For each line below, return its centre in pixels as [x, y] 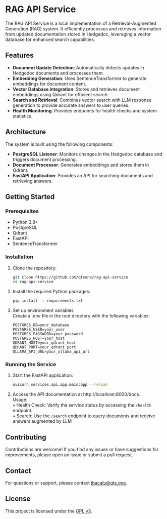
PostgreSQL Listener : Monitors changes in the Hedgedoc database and [87, 154]
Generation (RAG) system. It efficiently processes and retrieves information [83, 28]
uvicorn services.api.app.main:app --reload [60, 385]
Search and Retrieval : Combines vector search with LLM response [82, 100]
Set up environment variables [43, 310]
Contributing [26, 437]
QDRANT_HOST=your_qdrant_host [44, 343]
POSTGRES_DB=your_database [41, 325]
